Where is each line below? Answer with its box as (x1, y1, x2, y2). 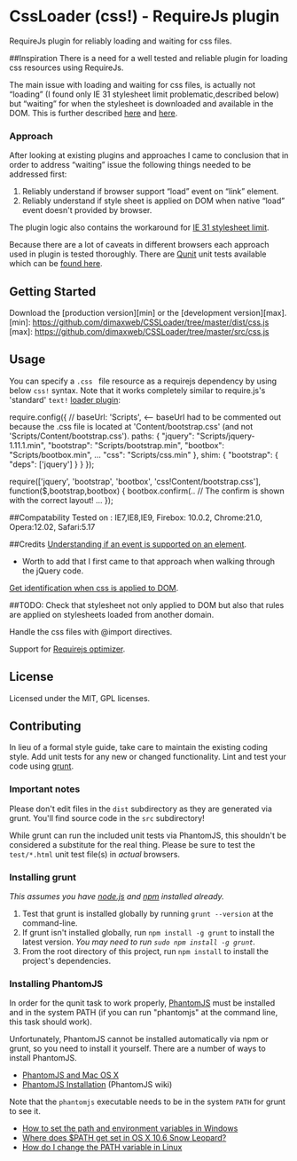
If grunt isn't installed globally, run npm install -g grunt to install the (21, 928, 275, 938)
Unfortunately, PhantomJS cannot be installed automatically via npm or (9, 1034, 269, 1045)
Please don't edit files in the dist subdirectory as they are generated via (9, 803, 272, 814)
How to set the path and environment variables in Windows (21, 1123, 238, 1133)
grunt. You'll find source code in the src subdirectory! (9, 812, 206, 823)
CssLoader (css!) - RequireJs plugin (9, 6, 280, 27)
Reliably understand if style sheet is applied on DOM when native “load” (21, 195, 285, 206)
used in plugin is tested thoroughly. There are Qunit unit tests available (9, 249, 267, 259)
